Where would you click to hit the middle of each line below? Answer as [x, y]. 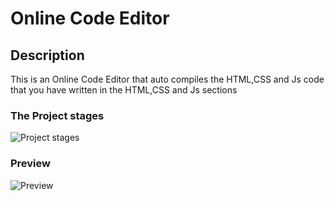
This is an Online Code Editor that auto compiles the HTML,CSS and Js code [167, 79]
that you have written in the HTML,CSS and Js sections [124, 90]
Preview [30, 164]
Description [47, 55]
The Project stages [57, 115]
